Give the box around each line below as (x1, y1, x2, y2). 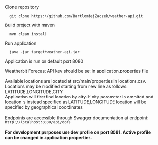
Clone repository (5, 4, 39, 10)
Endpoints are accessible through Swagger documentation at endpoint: (5, 115, 149, 121)
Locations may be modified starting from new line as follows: (5, 83, 128, 89)
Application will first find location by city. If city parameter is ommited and (5, 94, 154, 99)
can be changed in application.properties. (5, 135, 92, 140)
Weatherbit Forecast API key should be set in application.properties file (5, 68, 148, 73)
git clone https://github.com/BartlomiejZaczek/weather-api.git (9, 14, 143, 19)
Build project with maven (5, 22, 55, 28)
